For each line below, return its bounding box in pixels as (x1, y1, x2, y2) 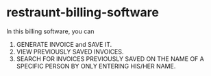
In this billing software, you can (6, 27, 95, 35)
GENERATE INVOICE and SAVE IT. (16, 40, 112, 48)
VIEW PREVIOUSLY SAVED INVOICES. (16, 47, 124, 56)
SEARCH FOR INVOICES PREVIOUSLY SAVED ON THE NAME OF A (16, 54, 205, 62)
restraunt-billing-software (6, 5, 159, 20)
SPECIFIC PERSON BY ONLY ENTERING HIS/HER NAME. (16, 62, 176, 70)
